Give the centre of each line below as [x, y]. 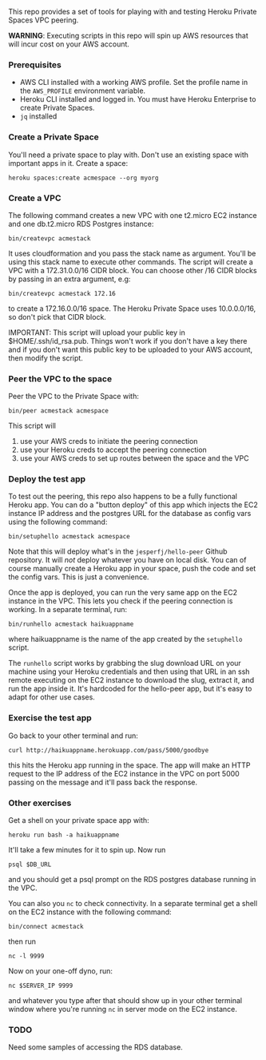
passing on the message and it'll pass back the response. [103, 782]
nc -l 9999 [26, 957]
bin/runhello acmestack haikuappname [71, 624]
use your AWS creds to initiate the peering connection [109, 441]
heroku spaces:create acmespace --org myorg [83, 178]
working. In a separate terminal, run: [68, 610]
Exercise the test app [50, 718]
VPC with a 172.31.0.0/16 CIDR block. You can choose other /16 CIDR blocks [133, 270]
